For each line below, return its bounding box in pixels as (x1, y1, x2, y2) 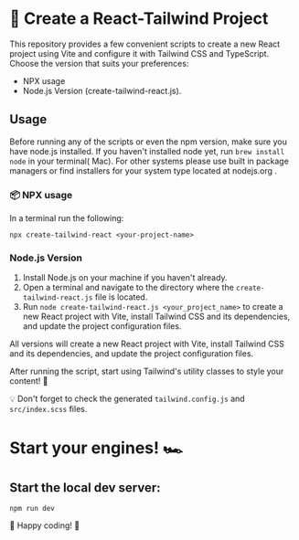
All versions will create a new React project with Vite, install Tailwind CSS (9, 338, 285, 350)
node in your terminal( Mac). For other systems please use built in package (9, 155, 290, 166)
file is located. (94, 291, 148, 302)
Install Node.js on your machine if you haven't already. (22, 272, 228, 283)
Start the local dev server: (9, 480, 162, 495)
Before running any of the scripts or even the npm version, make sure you (9, 136, 288, 147)
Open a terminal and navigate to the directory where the (22, 282, 235, 293)
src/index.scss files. (9, 404, 88, 415)
